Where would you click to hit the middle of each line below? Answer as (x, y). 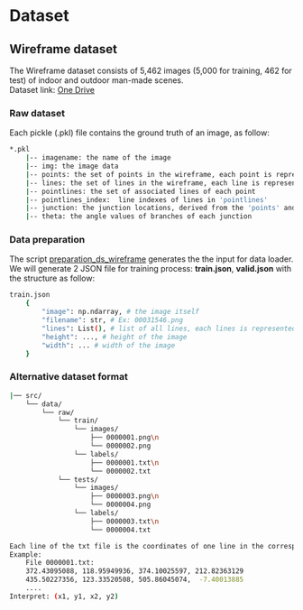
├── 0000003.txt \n (124, 521)
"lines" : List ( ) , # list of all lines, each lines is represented (169, 328)
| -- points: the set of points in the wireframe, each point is (149, 174)
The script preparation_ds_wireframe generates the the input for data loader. (151, 259)
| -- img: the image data (72, 166)
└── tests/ (78, 479)
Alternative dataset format (69, 377)
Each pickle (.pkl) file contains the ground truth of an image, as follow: (140, 133)
